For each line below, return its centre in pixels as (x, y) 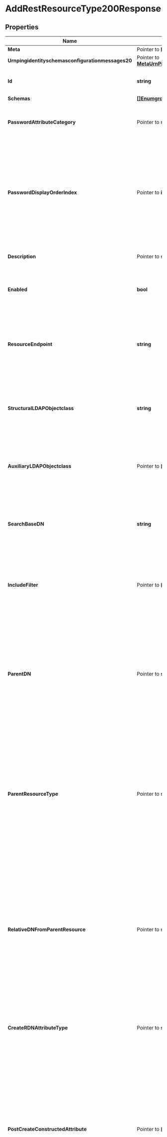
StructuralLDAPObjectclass (41, 408)
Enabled (18, 289)
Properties (22, 27)
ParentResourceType (33, 794)
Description (22, 257)
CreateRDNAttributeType (38, 1028)
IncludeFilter (23, 585)
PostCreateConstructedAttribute (47, 1129)
